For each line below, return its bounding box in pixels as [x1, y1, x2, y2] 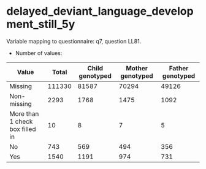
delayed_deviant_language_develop [6, 4, 194, 18]
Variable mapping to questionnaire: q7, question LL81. [6, 37, 142, 45]
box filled [9, 124, 36, 133]
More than [9, 109, 39, 118]
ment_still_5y [6, 17, 75, 31]
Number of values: [15, 49, 63, 56]
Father [169, 64, 189, 72]
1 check [9, 117, 33, 126]
